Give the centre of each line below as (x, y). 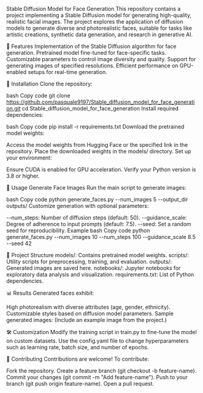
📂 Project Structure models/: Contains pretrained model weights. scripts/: (98, 255)
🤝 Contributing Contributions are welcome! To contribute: (78, 359)
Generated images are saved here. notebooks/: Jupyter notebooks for (94, 268)
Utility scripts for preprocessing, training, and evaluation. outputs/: (89, 261)
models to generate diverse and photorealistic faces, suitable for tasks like (99, 28)
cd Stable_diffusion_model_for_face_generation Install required (100, 108)
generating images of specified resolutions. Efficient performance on (92, 65)
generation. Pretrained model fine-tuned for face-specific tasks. (86, 53)
